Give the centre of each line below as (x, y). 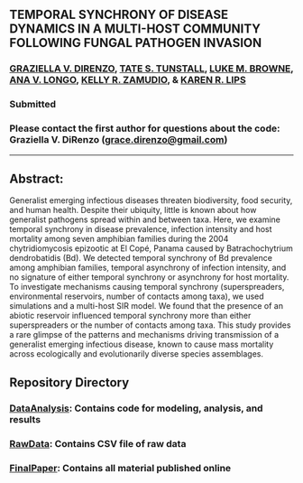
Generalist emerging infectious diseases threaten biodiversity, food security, (151, 200)
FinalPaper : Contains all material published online (120, 468)
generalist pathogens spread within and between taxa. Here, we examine (145, 219)
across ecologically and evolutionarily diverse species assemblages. (137, 354)
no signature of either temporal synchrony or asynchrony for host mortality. (149, 277)
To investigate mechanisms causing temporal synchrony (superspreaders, (147, 287)
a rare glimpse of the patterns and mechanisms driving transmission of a (144, 335)
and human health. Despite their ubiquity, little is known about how (133, 210)
